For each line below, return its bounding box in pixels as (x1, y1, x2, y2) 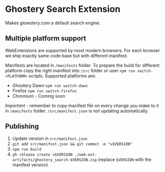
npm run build (12, 147, 42, 152)
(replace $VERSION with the (98, 156, 152, 162)
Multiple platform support (5, 34, 87, 43)
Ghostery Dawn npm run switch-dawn (12, 82, 88, 88)
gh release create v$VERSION (12, 152, 73, 157)
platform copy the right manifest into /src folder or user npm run (5, 67, 135, 73)
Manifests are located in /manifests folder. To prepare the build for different (5, 62, 160, 68)
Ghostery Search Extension (5, 3, 120, 15)
